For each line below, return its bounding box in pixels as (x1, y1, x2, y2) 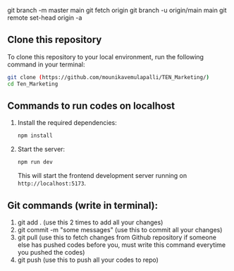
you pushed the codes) (17, 248, 85, 256)
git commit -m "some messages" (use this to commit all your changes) (17, 225, 223, 234)
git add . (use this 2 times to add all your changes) (17, 218, 164, 227)
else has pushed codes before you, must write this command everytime (17, 240, 226, 249)
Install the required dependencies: (17, 119, 118, 127)
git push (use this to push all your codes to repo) (17, 255, 159, 264)
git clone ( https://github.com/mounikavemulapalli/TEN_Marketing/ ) (7, 73, 210, 80)
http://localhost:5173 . (17, 179, 87, 188)
